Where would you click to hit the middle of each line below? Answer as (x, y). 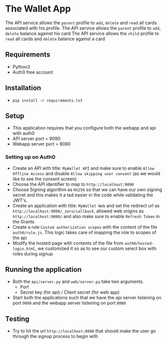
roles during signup (33, 254)
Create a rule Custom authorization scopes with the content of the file (85, 227)
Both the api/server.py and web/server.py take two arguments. (78, 282)
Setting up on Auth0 (30, 157)
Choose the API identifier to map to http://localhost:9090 (73, 184)
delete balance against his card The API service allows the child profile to (82, 33)
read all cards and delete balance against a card (55, 39)
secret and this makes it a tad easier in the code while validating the (83, 195)
